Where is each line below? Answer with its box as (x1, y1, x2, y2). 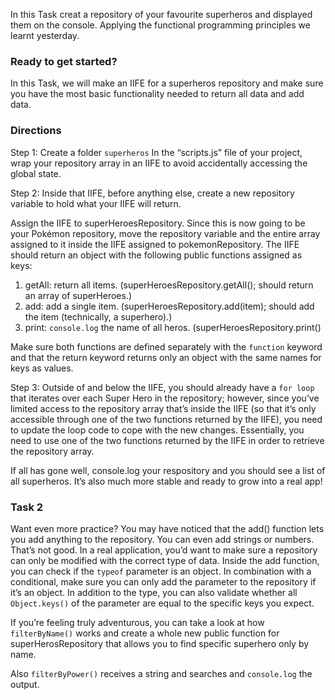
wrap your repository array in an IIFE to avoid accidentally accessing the (10, 157, 308, 169)
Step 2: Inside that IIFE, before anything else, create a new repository (10, 187, 295, 199)
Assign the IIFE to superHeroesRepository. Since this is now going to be (10, 217, 306, 229)
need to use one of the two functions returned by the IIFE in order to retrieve (10, 434, 325, 446)
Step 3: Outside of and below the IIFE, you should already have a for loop (10, 381, 315, 393)
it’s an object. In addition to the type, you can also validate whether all (10, 586, 298, 598)
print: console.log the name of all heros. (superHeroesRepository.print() (24, 321, 322, 333)
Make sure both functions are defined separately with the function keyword (10, 340, 323, 353)
